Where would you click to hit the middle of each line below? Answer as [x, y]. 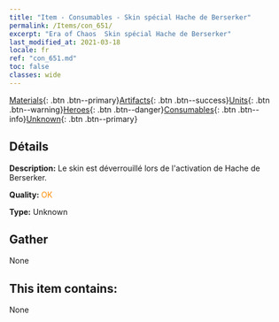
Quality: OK [31, 195]
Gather [29, 239]
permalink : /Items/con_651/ [61, 26]
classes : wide [35, 75]
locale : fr [29, 50]
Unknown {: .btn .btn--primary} [82, 119]
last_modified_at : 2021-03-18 [65, 42]
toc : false [29, 67]
